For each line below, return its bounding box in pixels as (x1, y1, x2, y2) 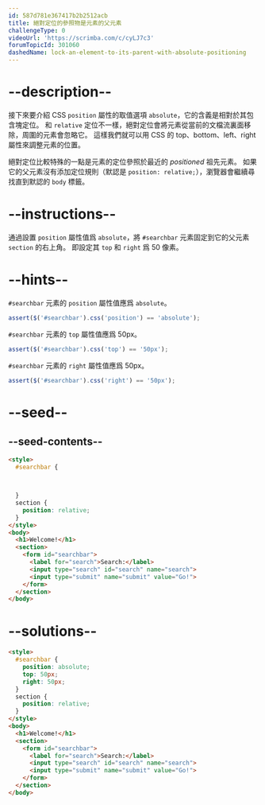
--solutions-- (8, 622, 98, 640)
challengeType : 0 (8, 26, 66, 34)
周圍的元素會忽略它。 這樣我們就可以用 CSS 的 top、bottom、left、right (21, 130, 256, 139)
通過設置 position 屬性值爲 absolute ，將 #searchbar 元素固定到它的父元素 (8, 232, 250, 242)
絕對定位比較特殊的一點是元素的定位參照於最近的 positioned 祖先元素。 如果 (8, 157, 257, 166)
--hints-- (8, 271, 69, 289)
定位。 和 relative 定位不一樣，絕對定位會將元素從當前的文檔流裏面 (21, 120, 244, 130)
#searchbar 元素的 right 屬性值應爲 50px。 (8, 360, 149, 370)
